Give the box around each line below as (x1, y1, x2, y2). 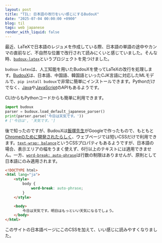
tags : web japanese (5, 25, 45, 30)
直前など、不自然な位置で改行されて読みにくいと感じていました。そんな (13, 50, 158, 56)
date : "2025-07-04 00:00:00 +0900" (5, 16, 77, 21)
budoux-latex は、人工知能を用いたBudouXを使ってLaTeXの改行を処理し (5, 66, 148, 72)
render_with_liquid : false (5, 30, 60, 35)
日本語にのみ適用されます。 (5, 158, 60, 164)
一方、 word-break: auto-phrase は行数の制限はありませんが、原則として (13, 152, 157, 158)
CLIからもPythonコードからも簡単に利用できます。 (5, 95, 107, 100)
